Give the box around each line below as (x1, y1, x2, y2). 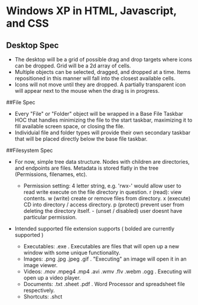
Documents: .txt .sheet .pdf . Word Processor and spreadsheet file (23, 281, 185, 287)
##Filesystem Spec (6, 147, 53, 154)
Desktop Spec (6, 40, 59, 50)
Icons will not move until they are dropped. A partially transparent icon (14, 81, 186, 88)
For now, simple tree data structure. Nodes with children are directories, (14, 158, 190, 165)
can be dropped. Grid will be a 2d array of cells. (14, 62, 131, 69)
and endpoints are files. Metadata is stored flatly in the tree (14, 164, 158, 171)
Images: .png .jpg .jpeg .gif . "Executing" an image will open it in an (23, 255, 187, 262)
